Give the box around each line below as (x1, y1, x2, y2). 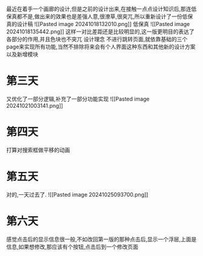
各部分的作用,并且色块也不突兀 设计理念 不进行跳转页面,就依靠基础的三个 (6, 36, 188, 42)
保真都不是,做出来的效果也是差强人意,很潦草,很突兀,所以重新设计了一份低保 (6, 13, 193, 20)
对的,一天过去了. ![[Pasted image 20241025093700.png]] (6, 191, 148, 198)
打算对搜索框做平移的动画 (6, 146, 70, 153)
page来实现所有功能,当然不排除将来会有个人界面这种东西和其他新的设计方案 (6, 43, 196, 50)
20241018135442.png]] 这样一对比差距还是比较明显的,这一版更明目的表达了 (6, 28, 195, 35)
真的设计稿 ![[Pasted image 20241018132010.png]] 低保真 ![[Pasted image (6, 21, 190, 27)
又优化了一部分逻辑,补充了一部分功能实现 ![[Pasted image (6, 95, 150, 102)
